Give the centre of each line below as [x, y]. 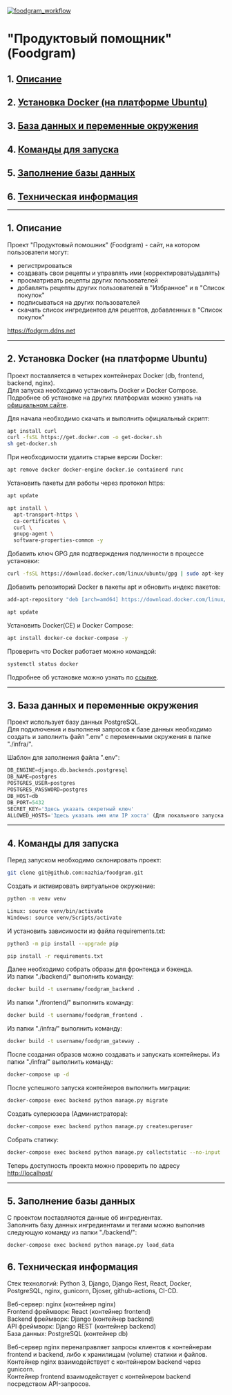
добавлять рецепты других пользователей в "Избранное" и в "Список [121, 287]
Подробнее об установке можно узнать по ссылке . [83, 677]
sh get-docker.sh [32, 444]
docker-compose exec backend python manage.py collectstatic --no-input [114, 1152]
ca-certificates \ [40, 521]
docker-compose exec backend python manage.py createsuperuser [100, 1126]
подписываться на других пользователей [78, 302]
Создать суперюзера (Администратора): [68, 1113]
